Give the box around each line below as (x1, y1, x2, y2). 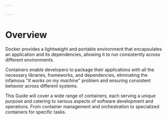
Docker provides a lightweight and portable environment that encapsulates (5, 46, 162, 52)
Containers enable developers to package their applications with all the (5, 67, 154, 73)
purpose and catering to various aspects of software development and (5, 98, 154, 104)
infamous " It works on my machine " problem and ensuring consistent (5, 77, 151, 83)
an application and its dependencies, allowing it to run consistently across (5, 51, 160, 57)
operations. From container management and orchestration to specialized (5, 103, 159, 109)
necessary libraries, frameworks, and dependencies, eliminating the (5, 72, 148, 78)
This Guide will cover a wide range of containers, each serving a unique (5, 93, 156, 99)
